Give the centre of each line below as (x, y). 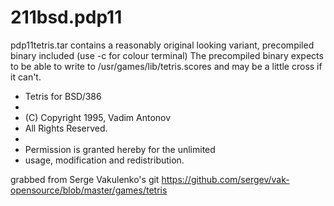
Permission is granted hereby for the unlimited (120, 149)
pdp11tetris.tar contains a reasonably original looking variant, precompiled (162, 45)
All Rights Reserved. (66, 128)
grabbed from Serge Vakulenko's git (85, 179)
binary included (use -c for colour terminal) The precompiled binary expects (167, 55)
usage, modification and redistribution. (104, 160)
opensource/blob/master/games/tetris (89, 190)
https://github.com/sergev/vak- (225, 179)
